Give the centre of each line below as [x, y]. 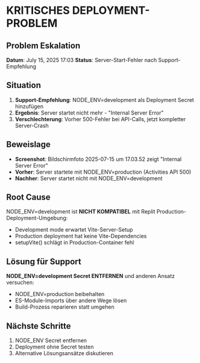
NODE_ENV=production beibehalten [60, 294]
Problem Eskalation [43, 46]
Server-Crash [32, 125]
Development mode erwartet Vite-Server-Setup [74, 230]
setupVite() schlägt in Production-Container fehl [74, 242]
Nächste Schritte [39, 326]
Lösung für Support [44, 261]
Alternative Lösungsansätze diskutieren [64, 353]
